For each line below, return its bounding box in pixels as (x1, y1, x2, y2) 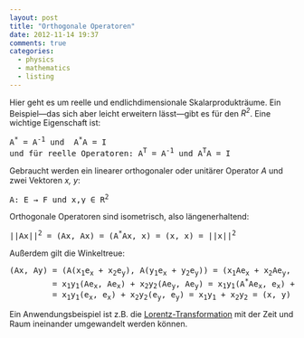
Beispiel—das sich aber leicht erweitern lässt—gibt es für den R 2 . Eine (9, 106, 271, 118)
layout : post (9, 13, 59, 23)
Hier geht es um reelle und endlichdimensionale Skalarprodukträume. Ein (9, 97, 281, 108)
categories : (9, 47, 54, 56)
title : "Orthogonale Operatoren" (9, 22, 136, 31)
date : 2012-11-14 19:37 (9, 30, 100, 39)
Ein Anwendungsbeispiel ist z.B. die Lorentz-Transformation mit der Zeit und (9, 309, 294, 320)
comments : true (9, 38, 67, 48)
